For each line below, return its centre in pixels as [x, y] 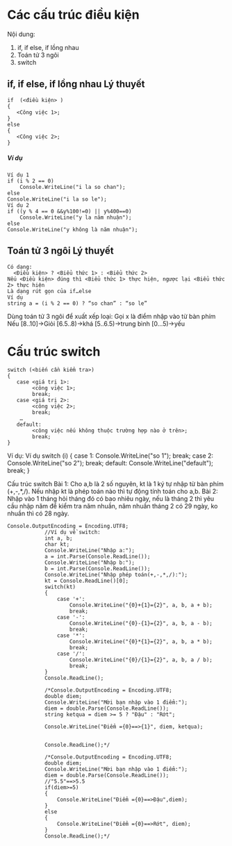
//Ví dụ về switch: [72, 532]
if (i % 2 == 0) [31, 181]
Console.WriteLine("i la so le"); [57, 199]
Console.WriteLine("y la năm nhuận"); [76, 217]
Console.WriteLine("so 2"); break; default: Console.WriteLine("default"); [110, 463]
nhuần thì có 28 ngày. [38, 513]
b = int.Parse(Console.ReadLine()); [97, 569]
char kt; [57, 545]
